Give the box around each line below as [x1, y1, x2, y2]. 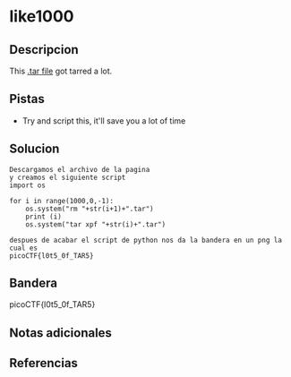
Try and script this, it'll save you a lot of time [21, 115, 186, 126]
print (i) [25, 212, 63, 221]
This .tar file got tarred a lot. [9, 65, 113, 76]
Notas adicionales [9, 325, 112, 340]
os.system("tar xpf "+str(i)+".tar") [25, 219, 167, 229]
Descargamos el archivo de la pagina [9, 165, 150, 174]
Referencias [9, 356, 79, 371]
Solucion [9, 141, 60, 157]
